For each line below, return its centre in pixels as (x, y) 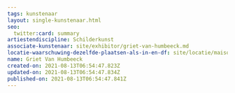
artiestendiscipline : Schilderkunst (60, 40)
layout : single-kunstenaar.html (54, 20)
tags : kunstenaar (33, 14)
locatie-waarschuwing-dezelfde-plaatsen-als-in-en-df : (89, 53)
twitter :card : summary (47, 33)
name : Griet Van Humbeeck (45, 59)
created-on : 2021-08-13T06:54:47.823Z (64, 66)
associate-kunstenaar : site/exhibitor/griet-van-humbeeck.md (98, 46)
